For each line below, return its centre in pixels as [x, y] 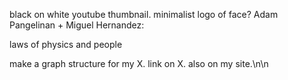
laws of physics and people [66, 44]
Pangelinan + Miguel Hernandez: [77, 25]
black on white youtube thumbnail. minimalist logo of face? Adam [144, 14]
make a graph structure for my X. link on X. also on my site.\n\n [139, 63]
